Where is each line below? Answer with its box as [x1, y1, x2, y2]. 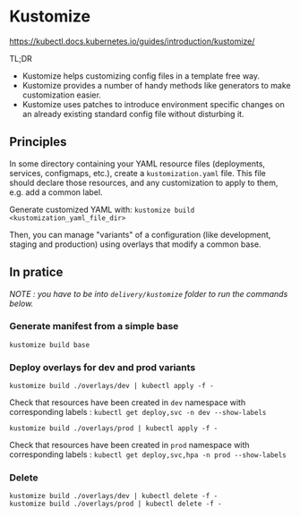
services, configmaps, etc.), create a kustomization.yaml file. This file [9, 167, 267, 178]
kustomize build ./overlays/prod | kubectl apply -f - [9, 424, 219, 433]
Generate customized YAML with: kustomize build [9, 204, 195, 215]
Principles [9, 134, 67, 149]
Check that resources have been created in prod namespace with [9, 440, 250, 451]
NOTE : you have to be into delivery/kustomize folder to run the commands [9, 288, 288, 299]
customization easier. [21, 89, 101, 100]
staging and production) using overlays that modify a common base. [9, 239, 261, 250]
